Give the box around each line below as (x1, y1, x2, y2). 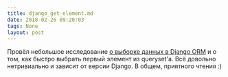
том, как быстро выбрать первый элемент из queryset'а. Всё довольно (7, 55, 216, 63)
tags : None (7, 22, 38, 29)
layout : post (7, 29, 45, 36)
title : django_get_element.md (7, 10, 94, 17)
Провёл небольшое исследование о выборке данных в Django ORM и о (7, 48, 217, 56)
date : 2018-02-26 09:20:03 (7, 16, 84, 23)
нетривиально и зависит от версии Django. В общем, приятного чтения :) (7, 62, 222, 70)
